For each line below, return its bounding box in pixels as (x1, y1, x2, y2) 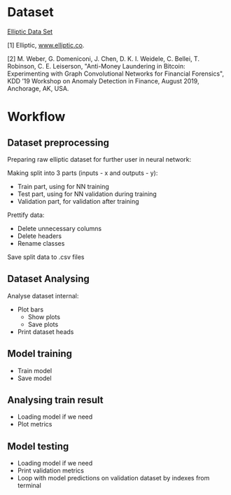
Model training (7, 348, 72, 360)
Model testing (7, 440, 69, 452)
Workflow (7, 109, 66, 125)
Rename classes (17, 239, 65, 247)
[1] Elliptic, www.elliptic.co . (7, 41, 85, 49)
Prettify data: (7, 211, 45, 219)
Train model (17, 366, 52, 375)
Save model (17, 374, 52, 382)
